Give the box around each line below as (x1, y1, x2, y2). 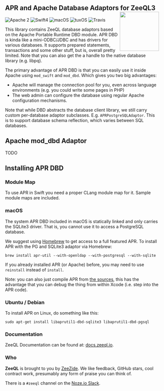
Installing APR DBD (5, 164, 64, 172)
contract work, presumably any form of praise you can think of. (5, 370, 132, 376)
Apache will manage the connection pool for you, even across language (12, 82, 157, 88)
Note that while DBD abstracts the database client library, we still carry (5, 107, 147, 113)
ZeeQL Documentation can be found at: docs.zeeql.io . (5, 342, 114, 348)
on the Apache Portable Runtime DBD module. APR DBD (5, 31, 118, 37)
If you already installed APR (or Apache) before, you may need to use (5, 262, 144, 268)
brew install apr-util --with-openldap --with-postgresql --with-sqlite (5, 253, 156, 258)
